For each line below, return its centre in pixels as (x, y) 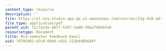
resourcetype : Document (30, 32)
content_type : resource (30, 9)
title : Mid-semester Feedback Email (43, 37)
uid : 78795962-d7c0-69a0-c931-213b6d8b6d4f (51, 41)
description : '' (22, 14)
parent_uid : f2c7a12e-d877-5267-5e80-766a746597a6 (58, 28)
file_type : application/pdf (34, 23)
